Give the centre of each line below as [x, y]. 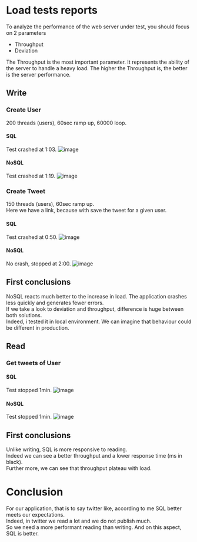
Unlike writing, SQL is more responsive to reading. [67, 449]
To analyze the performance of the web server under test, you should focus [98, 27]
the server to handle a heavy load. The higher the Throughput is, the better [97, 68]
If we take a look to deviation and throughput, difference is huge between [95, 309]
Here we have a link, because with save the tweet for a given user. [86, 211]
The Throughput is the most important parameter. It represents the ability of [98, 62]
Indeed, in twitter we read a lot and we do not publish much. [79, 521]
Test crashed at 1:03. [31, 149]
